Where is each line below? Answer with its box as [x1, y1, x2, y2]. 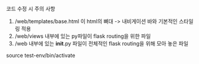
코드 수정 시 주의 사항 [6, 5, 55, 12]
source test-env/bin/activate [6, 52, 75, 59]
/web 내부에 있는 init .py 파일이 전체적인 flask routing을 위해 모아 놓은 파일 [14, 40, 189, 47]
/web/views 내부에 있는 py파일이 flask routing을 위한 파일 [14, 33, 151, 40]
